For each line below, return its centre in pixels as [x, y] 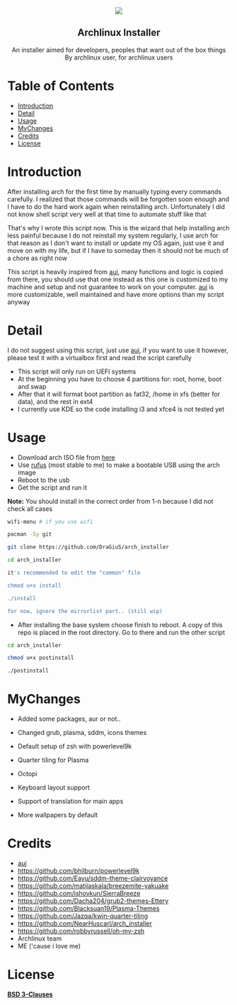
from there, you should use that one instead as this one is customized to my [118, 279]
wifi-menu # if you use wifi [50, 522]
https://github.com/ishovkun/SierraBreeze [79, 894]
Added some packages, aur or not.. [69, 719]
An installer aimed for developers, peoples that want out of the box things [119, 50]
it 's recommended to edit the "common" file [74, 573]
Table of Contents [61, 86]
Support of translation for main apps [70, 802]
